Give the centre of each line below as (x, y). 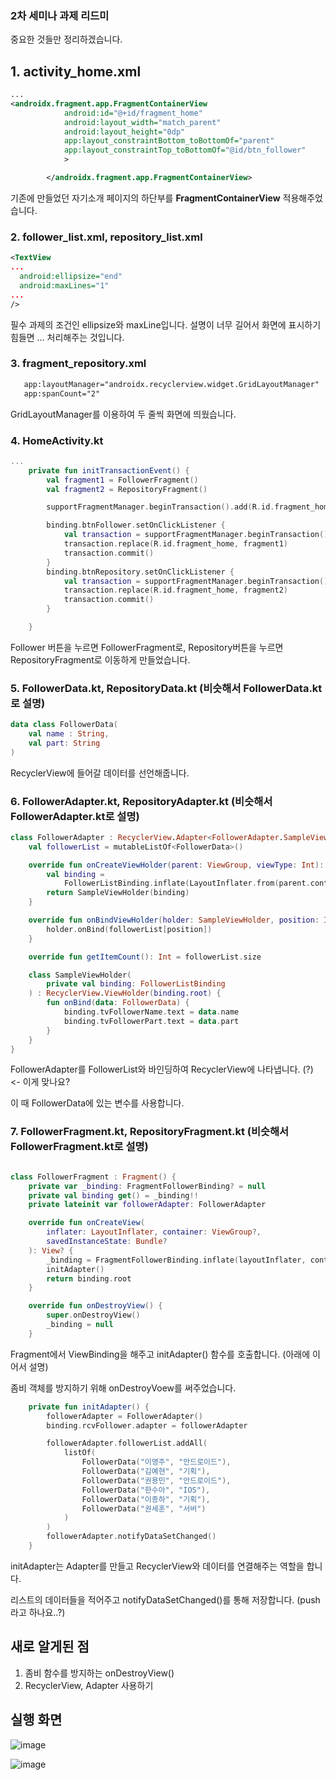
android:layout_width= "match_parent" (142, 122)
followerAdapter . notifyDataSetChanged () (131, 1537)
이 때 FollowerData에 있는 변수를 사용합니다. (97, 1103)
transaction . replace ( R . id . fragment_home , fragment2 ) (175, 590)
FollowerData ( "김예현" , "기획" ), (146, 1472)
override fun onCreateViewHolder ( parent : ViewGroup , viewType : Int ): (176, 865)
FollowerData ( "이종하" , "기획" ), (146, 1499)
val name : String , (69, 734)
